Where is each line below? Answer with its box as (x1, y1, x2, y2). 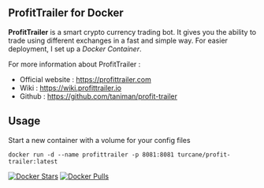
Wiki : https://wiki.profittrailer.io (19, 83, 122, 92)
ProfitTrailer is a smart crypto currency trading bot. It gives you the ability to (8, 27, 257, 36)
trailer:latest (8, 157, 58, 165)
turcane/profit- (177, 150, 231, 159)
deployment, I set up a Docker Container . (8, 43, 142, 54)
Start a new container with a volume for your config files (8, 135, 191, 145)
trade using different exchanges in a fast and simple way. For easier (8, 36, 229, 45)
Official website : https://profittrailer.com (19, 74, 151, 84)
